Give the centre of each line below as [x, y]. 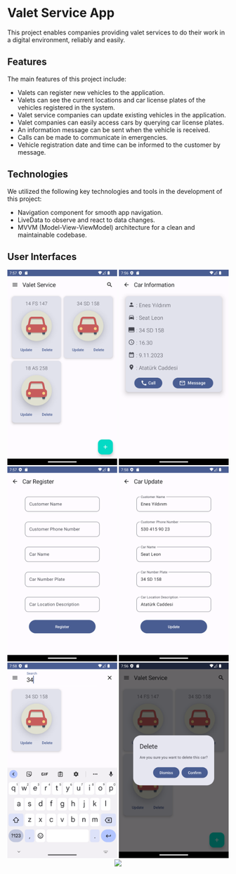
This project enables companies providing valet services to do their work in [116, 32]
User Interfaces [42, 257]
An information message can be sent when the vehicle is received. [114, 130]
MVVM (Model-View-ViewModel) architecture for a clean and [106, 227]
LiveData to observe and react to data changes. [86, 220]
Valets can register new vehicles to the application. [91, 92]
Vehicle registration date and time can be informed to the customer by [119, 145]
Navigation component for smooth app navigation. [90, 212]
